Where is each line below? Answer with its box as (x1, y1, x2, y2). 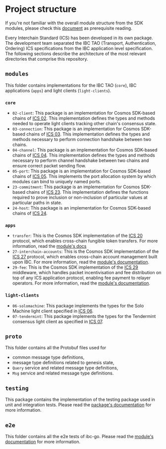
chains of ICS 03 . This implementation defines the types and (26, 131, 150, 137)
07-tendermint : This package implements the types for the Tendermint (12, 313, 156, 319)
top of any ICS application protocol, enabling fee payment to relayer (12, 275, 151, 281)
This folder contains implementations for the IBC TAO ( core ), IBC (5, 82, 137, 88)
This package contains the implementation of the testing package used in (5, 396, 155, 403)
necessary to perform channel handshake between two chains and (12, 157, 149, 163)
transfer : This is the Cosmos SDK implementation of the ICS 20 (12, 232, 143, 239)
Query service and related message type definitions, (12, 365, 118, 371)
